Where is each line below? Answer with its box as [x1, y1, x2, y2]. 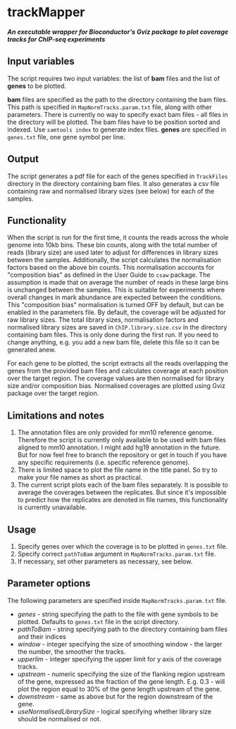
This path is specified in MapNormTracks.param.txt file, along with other [7, 103, 212, 111]
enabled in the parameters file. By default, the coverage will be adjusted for [7, 308, 226, 317]
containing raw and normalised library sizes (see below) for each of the [7, 187, 215, 195]
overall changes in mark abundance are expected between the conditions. [7, 293, 223, 301]
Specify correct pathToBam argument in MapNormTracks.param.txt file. [17, 550, 216, 558]
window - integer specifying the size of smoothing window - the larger [17, 640, 223, 648]
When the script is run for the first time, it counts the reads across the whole [7, 233, 229, 242]
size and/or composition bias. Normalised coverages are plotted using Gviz [7, 382, 225, 390]
